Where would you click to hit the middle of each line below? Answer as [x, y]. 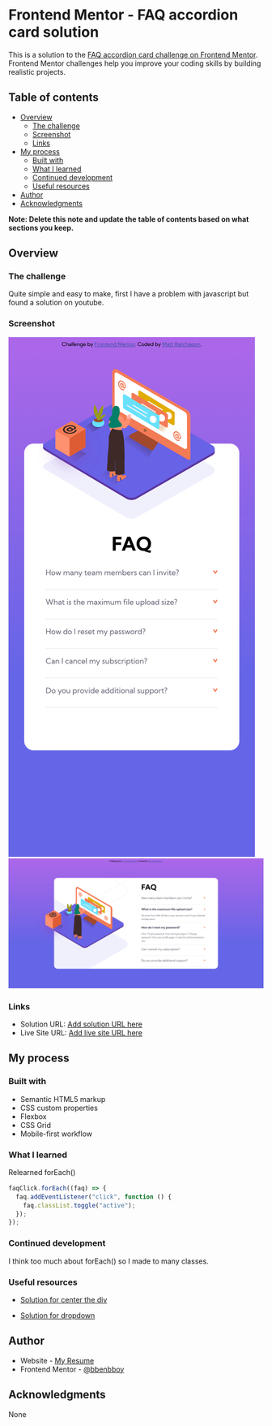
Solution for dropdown [57, 1315]
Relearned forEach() [42, 1172]
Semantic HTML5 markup [63, 1099]
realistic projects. [37, 71]
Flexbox [33, 1116]
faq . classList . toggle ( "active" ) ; [79, 1205]
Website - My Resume [57, 1360]
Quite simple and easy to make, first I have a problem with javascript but [129, 294]
